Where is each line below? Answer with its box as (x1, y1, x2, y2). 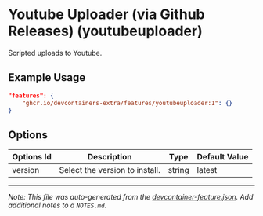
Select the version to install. (59, 165, 160, 176)
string (168, 165, 189, 176)
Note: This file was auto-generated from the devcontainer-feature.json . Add (8, 192, 254, 202)
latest (196, 165, 218, 176)
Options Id (12, 152, 52, 163)
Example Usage (8, 71, 86, 84)
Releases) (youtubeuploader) (8, 22, 203, 40)
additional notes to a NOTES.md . (8, 200, 107, 210)
